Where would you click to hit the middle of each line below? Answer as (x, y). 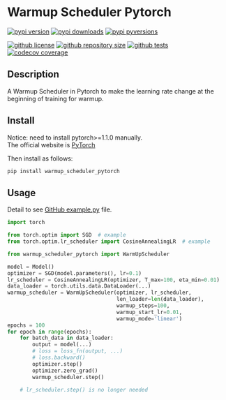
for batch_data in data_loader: (67, 338)
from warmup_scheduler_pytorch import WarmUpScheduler (89, 254)
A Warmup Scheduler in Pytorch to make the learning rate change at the (111, 91)
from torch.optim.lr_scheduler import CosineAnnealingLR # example (109, 242)
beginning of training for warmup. (55, 98)
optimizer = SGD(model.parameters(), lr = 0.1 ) (74, 273)
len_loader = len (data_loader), (160, 299)
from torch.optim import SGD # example (67, 235)
